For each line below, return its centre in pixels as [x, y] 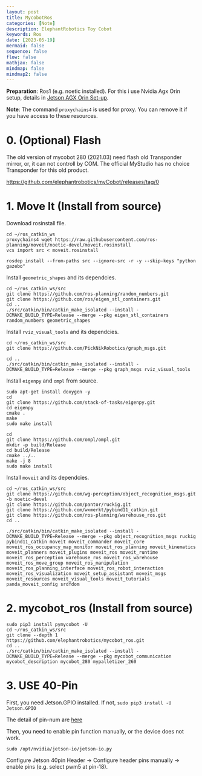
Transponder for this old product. [47, 170]
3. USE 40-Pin [42, 686]
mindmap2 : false [27, 74]
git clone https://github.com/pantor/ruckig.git [69, 505]
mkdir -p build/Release [36, 445]
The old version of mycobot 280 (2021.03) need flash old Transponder [94, 157]
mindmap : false [25, 68]
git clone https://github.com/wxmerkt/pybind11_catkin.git [82, 510]
